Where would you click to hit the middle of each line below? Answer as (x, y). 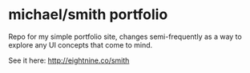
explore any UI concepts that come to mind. (81, 44)
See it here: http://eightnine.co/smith (69, 60)
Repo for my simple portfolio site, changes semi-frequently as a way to (125, 36)
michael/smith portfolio (88, 15)
